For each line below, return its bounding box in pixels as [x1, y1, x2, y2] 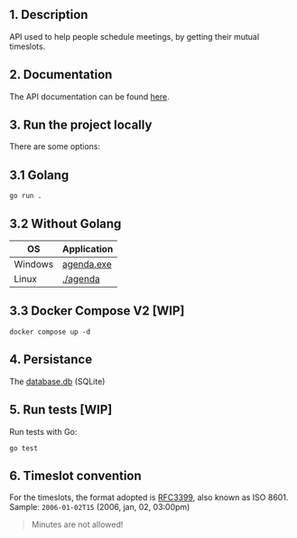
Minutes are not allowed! [31, 519, 124, 530]
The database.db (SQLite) [9, 375, 106, 387]
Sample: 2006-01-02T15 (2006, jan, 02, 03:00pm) [9, 502, 190, 513]
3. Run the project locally [9, 118, 153, 133]
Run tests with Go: [9, 426, 78, 437]
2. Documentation [9, 67, 113, 82]
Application [61, 243, 114, 256]
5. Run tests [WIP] [9, 402, 113, 418]
